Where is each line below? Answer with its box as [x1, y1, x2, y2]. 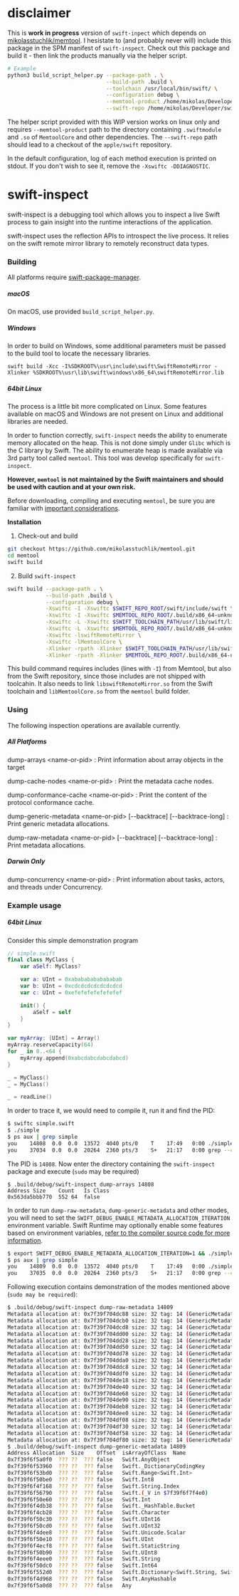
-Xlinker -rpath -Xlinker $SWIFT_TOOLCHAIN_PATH [45, 645, 193, 652]
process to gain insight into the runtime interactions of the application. [7, 218, 213, 226]
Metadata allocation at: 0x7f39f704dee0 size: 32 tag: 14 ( [7, 1410, 190, 1417]
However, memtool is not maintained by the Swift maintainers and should [7, 475, 224, 484]
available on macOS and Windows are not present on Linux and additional [7, 410, 224, 418]
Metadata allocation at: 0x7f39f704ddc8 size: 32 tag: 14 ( [7, 1364, 190, 1371]
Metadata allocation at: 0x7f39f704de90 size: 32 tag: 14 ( [7, 1397, 190, 1404]
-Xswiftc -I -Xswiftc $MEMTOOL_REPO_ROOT [45, 612, 171, 619]
